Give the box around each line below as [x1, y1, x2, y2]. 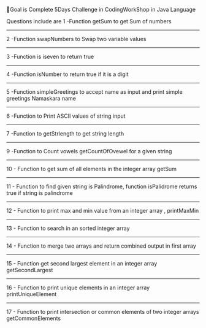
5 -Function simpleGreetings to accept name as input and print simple [6, 88, 183, 95]
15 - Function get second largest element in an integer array [6, 260, 158, 267]
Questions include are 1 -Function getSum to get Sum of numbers [6, 18, 172, 25]
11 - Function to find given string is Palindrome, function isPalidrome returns [6, 183, 197, 190]
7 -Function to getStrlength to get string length [6, 130, 124, 137]
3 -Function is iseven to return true [6, 53, 94, 60]
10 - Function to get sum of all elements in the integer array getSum [6, 166, 177, 172]
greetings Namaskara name [6, 95, 77, 102]
